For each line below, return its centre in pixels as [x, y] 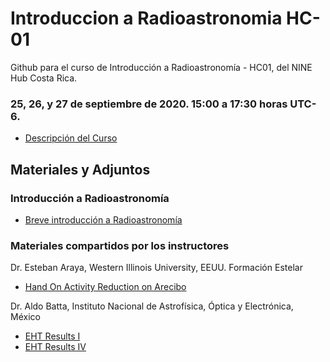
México [25, 317]
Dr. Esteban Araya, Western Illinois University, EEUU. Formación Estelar [156, 268]
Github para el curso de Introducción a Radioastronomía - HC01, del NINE [161, 67]
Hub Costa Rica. [44, 78]
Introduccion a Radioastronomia [146, 18]
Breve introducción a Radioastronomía [103, 219]
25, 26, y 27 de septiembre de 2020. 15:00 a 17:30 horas [149, 104]
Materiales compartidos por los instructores [120, 245]
